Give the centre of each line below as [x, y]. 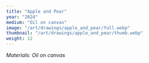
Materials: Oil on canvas [36, 55]
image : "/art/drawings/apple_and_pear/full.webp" [68, 28]
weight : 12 [19, 38]
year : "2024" [22, 17]
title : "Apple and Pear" [37, 11]
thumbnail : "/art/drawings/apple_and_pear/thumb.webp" [75, 33]
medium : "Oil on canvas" [37, 22]
